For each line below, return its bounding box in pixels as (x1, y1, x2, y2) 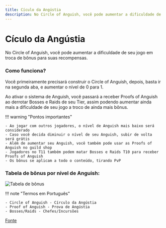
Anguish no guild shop (5, 145, 52, 150)
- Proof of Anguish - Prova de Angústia (5, 205, 90, 210)
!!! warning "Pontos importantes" (5, 114, 72, 120)
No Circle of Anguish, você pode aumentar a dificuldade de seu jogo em (5, 50, 153, 56)
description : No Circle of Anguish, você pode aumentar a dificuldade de (5, 12, 162, 17)
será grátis (5, 136, 30, 142)
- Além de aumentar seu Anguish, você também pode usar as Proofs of (5, 141, 153, 146)
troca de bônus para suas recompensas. (5, 55, 88, 61)
